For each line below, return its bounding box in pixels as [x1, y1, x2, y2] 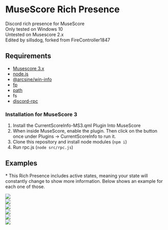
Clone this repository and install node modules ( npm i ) [12, 139, 127, 145]
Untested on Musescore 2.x [5, 31, 64, 37]
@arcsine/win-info [12, 76, 52, 82]
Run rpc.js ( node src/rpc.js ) [12, 144, 73, 151]
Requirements [5, 52, 51, 60]
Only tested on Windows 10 [5, 26, 63, 32]
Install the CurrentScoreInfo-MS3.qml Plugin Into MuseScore [12, 122, 141, 129]
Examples [5, 159, 37, 168]
